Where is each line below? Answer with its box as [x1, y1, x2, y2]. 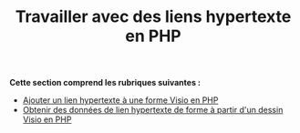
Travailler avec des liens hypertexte [15, 6, 292, 27]
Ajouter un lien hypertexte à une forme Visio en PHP [22, 95, 219, 106]
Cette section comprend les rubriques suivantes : [9, 77, 201, 88]
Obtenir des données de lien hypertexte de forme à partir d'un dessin [22, 105, 284, 116]
